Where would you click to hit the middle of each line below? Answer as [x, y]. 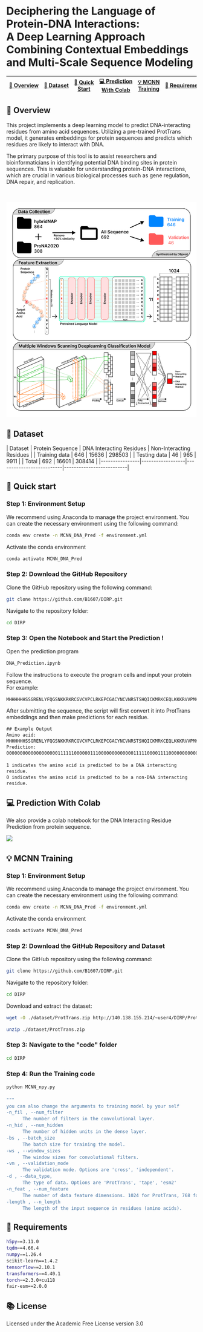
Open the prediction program [42, 651]
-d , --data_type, [29, 1177]
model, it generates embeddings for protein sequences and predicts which [99, 138]
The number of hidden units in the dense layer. [85, 1132]
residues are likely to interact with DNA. [55, 144]
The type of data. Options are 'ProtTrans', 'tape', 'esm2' [99, 1183]
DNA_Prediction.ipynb [34, 663]
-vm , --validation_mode [37, 1164]
